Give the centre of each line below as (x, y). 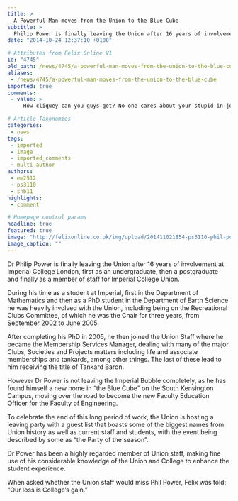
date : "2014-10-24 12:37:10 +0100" (60, 40)
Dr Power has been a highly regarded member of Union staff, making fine (114, 453)
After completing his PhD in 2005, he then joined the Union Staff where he (115, 336)
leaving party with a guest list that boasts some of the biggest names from (116, 424)
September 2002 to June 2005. (53, 323)
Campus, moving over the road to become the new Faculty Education (108, 395)
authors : (20, 172)
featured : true (30, 231)
